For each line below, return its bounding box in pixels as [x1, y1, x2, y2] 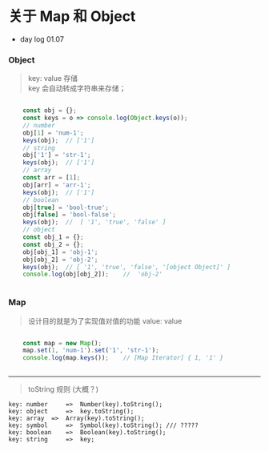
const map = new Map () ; [22, 339, 102, 347]
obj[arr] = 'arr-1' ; [22, 181, 91, 189]
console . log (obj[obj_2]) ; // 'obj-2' [22, 270, 163, 279]
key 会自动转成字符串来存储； [27, 83, 126, 93]
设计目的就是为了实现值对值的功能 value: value [27, 316, 183, 325]
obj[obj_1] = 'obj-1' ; [22, 248, 98, 256]
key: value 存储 [27, 74, 78, 83]
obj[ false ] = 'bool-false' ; [22, 211, 116, 219]
